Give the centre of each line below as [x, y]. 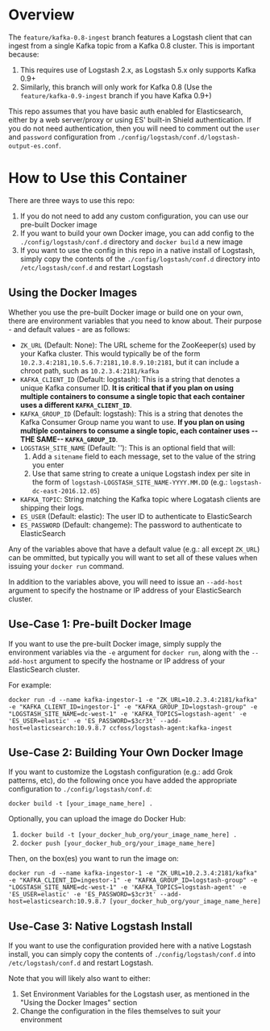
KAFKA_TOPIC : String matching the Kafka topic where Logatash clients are [140, 499]
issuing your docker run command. [66, 566]
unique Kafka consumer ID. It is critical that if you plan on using [127, 388]
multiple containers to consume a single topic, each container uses [135, 430]
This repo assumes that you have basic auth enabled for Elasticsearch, [126, 111]
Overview [42, 15]
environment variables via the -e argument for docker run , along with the [129, 652]
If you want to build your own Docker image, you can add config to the [137, 233]
